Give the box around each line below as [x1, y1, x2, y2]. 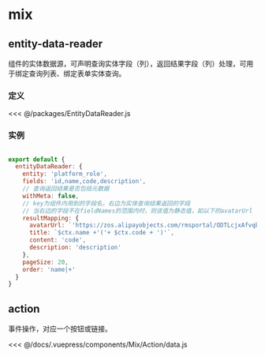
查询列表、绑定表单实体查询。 [28, 69, 126, 78]
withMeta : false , [22, 192, 80, 200]
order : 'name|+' [22, 265, 77, 273]
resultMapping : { [22, 214, 80, 222]
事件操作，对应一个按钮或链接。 [8, 324, 112, 333]
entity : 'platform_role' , [22, 170, 108, 178]
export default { [8, 156, 65, 163]
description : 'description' [28, 243, 122, 252]
